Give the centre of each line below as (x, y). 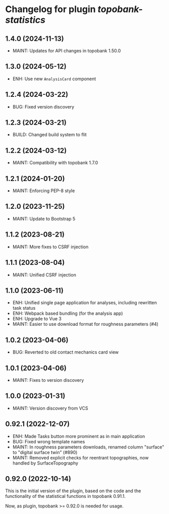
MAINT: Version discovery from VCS (50, 408)
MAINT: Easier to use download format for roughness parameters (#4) (86, 324)
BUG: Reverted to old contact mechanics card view (66, 352)
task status (24, 308)
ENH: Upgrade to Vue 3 (37, 319)
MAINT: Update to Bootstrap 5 (44, 218)
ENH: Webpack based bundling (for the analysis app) (68, 313)
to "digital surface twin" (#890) (45, 452)
